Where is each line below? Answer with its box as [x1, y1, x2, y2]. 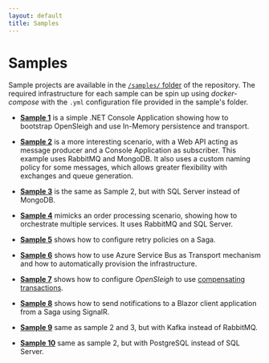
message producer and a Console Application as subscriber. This [19, 145, 237, 155]
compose [8, 97, 40, 107]
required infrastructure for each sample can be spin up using [8, 89, 210, 99]
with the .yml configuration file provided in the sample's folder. [41, 97, 249, 107]
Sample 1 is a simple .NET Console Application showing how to [19, 113, 229, 123]
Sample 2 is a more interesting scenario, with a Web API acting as [19, 137, 238, 147]
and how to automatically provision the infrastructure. [19, 259, 198, 269]
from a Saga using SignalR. [19, 307, 110, 317]
